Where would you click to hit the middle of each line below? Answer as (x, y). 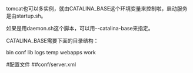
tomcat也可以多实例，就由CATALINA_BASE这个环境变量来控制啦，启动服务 (97, 8)
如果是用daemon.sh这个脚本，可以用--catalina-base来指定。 (80, 28)
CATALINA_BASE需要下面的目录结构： (52, 41)
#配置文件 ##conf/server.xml (41, 64)
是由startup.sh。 (26, 16)
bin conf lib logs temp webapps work (51, 52)
